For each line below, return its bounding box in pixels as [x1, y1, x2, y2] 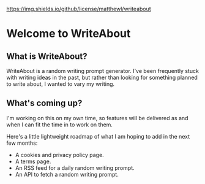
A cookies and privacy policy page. [15, 151, 104, 158]
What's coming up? [6, 98, 83, 109]
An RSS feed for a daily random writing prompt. [15, 164, 135, 171]
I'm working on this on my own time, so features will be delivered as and [6, 114, 188, 121]
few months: [6, 139, 38, 147]
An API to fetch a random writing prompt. [15, 171, 119, 178]
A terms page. [15, 158, 51, 165]
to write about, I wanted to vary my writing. [6, 80, 115, 88]
